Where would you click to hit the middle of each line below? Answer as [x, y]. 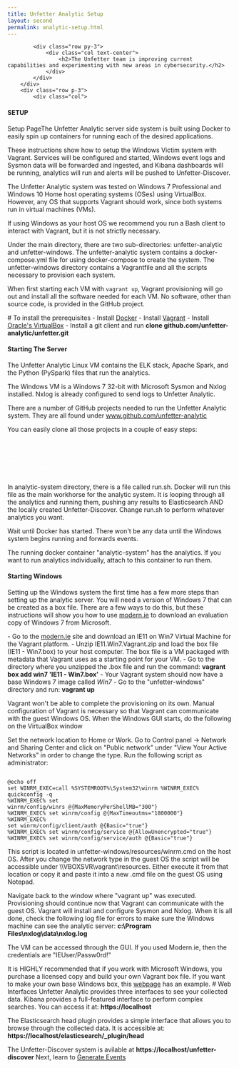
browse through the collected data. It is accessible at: [86, 1028]
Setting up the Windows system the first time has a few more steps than [113, 592]
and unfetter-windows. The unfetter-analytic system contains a [100, 252]
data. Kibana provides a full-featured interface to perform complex [105, 999]
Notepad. [21, 882]
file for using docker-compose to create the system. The [132, 260]
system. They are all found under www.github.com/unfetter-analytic [107, 415]
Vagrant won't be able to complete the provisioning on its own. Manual [111, 703]
